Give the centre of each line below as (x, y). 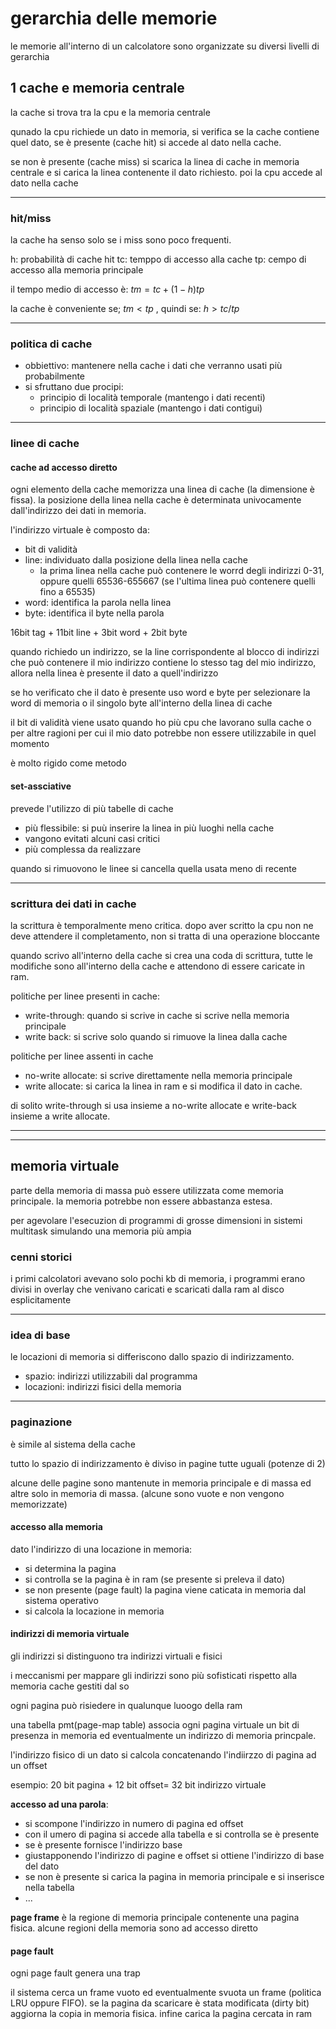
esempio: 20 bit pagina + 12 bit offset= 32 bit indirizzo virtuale (138, 1785)
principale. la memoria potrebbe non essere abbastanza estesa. (141, 1201)
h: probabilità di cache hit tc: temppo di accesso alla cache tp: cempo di (158, 259)
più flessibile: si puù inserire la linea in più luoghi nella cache (149, 828)
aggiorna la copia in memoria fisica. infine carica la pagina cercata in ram (161, 2014)
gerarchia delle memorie (114, 18)
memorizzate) (39, 1504)
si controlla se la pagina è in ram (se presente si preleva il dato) (155, 1579)
